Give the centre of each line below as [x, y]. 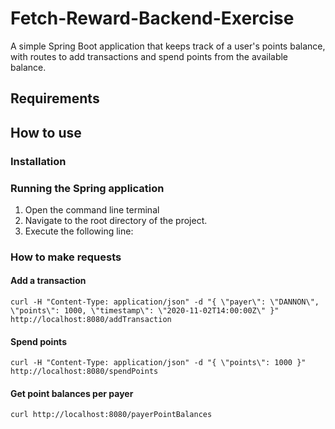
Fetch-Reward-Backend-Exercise [152, 18]
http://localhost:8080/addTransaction [91, 320]
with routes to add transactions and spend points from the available [149, 56]
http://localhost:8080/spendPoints [84, 372]
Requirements [55, 98]
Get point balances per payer [72, 393]
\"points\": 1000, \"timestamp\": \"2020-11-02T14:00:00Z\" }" [145, 311]
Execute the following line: [79, 231]
